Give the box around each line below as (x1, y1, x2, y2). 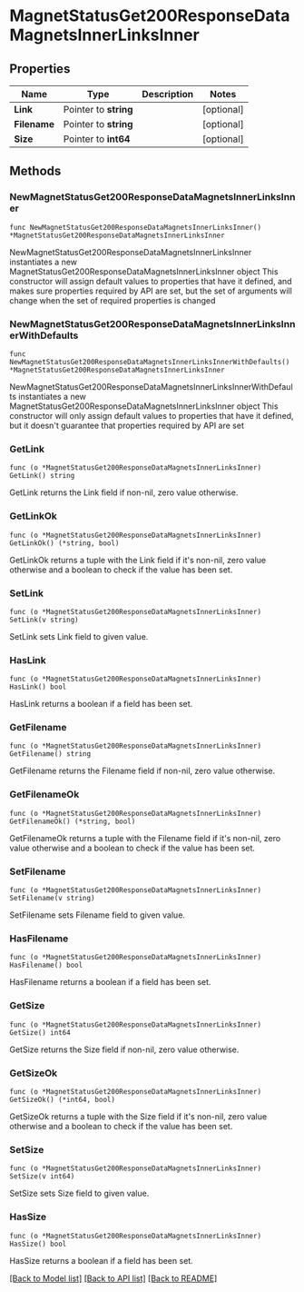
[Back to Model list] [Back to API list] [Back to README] (9, 1273, 218, 1284)
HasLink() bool (9, 682, 67, 691)
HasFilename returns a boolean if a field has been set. (9, 977, 211, 988)
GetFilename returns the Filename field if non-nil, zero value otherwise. (9, 765, 275, 777)
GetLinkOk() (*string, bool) (9, 538, 120, 548)
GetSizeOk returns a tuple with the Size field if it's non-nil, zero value (9, 1110, 268, 1122)
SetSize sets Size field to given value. (9, 1188, 150, 1199)
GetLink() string (9, 472, 75, 481)
